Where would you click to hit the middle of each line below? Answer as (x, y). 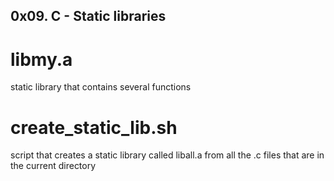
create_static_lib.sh (94, 127)
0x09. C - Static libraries (88, 16)
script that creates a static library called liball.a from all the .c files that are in (167, 155)
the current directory (53, 166)
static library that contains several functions (101, 87)
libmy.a (41, 59)
